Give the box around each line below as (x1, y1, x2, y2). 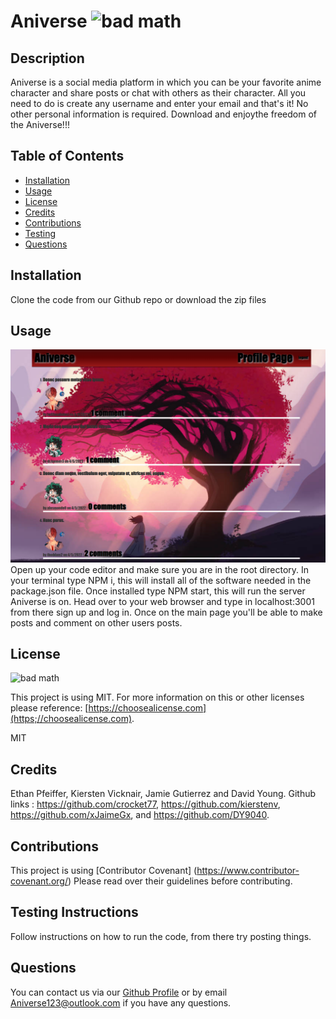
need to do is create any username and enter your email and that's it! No (10, 98, 309, 109)
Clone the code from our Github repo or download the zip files (10, 293, 267, 305)
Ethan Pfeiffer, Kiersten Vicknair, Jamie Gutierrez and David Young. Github (10, 788, 317, 800)
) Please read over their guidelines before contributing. (67, 875, 293, 887)
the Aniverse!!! (10, 119, 70, 130)
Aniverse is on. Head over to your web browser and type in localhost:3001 (10, 595, 315, 607)
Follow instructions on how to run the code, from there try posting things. (10, 930, 312, 942)
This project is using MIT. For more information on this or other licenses (10, 691, 305, 704)
